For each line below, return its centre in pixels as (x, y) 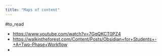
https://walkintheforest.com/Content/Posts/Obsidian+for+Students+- (85, 39)
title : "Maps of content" (32, 10)
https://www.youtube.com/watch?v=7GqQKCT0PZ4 (67, 33)
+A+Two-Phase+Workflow (40, 44)
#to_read (15, 24)
